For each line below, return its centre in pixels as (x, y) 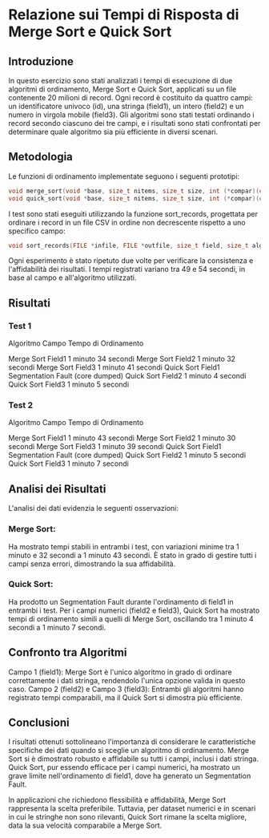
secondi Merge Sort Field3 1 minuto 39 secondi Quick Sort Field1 (115, 447)
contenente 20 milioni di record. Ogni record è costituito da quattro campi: (131, 97)
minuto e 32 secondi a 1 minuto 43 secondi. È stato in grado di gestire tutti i (132, 555)
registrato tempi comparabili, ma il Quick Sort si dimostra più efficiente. (125, 697)
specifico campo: (37, 231)
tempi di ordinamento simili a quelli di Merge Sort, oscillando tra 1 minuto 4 (131, 618)
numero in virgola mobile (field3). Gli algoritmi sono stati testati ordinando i (131, 115)
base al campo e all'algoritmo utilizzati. (72, 277)
